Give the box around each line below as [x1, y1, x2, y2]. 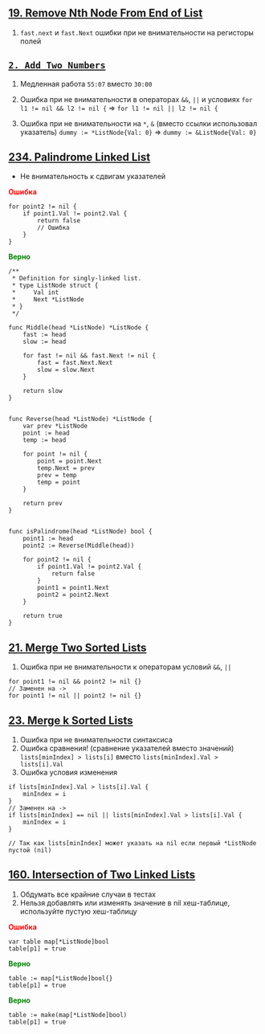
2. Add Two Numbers [8, 59, 106, 72]
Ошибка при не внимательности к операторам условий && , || [19, 662, 232, 672]
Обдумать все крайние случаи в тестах [19, 889, 157, 899]
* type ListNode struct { [11, 281, 99, 290]
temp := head [22, 436, 67, 444]
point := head [22, 429, 70, 437]
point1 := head [22, 534, 74, 543]
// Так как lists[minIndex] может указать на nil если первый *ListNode [8, 840, 257, 848]
